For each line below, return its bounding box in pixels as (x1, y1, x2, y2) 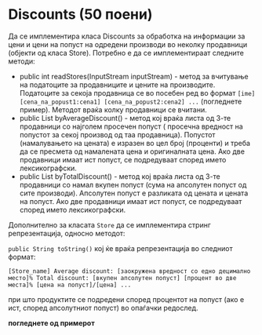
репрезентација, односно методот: (8, 228, 126, 238)
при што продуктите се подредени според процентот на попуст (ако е (8, 294, 245, 304)
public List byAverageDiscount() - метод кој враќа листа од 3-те (19, 113, 231, 122)
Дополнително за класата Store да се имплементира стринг (8, 220, 212, 229)
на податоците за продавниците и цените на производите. (19, 80, 216, 89)
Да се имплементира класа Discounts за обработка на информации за (8, 31, 246, 41)
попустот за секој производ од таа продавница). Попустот (19, 129, 216, 139)
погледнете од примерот (8, 318, 96, 327)
